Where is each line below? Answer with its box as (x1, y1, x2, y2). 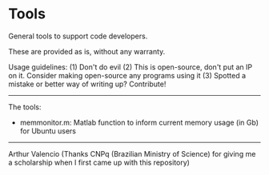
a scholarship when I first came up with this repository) (8, 157, 191, 167)
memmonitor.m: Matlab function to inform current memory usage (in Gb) (19, 117, 259, 127)
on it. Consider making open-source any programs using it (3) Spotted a (8, 70, 247, 80)
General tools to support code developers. (8, 31, 148, 41)
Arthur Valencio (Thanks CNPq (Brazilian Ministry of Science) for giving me (8, 149, 256, 158)
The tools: (8, 101, 42, 112)
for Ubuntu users (19, 125, 76, 136)
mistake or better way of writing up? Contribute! (8, 79, 167, 89)
